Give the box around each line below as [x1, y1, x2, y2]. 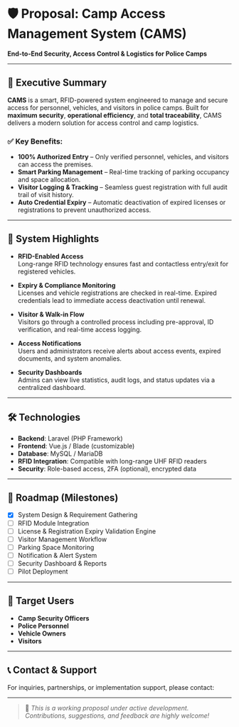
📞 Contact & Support [7, 664, 97, 676]
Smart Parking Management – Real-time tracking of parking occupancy [17, 168, 230, 176]
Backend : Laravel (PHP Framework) [17, 433, 123, 443]
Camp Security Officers [17, 613, 90, 622]
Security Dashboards [17, 368, 83, 376]
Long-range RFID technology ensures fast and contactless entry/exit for [17, 259, 229, 268]
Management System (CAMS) [7, 26, 187, 42]
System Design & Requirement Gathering [17, 511, 138, 519]
